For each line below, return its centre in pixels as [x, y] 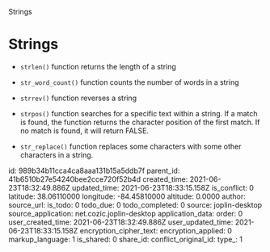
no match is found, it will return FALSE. [84, 130]
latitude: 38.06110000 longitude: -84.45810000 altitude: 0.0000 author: [127, 196]
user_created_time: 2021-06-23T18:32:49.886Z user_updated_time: [121, 222]
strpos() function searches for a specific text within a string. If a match [139, 113]
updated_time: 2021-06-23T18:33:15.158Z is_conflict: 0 [163, 187]
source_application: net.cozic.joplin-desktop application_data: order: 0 [126, 213]
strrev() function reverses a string [78, 98]
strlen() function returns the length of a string [98, 66]
